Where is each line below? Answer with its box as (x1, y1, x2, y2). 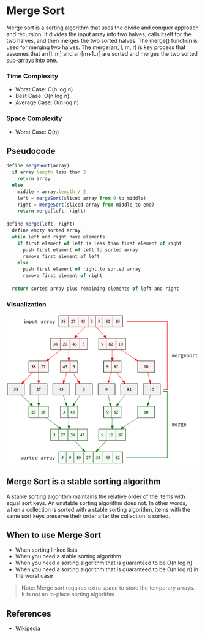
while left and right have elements (12, 234, 105, 240)
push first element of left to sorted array (22, 246, 138, 253)
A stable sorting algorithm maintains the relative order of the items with (6, 493, 185, 500)
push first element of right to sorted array (22, 266, 141, 273)
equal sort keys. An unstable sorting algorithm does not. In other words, (6, 499, 187, 506)
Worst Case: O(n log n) (15, 86, 73, 93)
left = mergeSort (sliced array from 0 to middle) (17, 195, 147, 201)
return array (17, 176, 51, 182)
